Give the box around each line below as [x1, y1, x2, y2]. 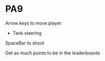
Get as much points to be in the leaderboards [5, 50, 100, 56]
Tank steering [12, 30, 42, 36]
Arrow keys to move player [5, 20, 62, 26]
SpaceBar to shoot [5, 39, 44, 46]
